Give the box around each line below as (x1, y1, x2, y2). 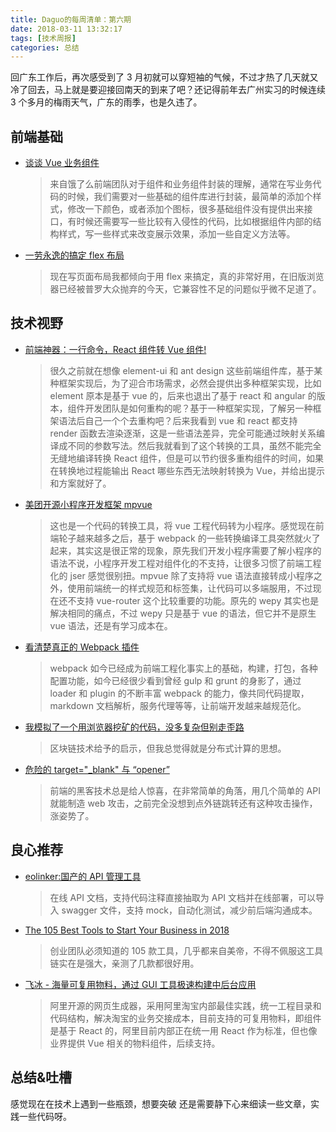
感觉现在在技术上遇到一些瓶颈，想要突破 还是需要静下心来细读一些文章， (10, 1097, 311, 1110)
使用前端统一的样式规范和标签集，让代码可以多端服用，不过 (67, 582, 313, 594)
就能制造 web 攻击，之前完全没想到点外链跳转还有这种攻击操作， (49, 797, 318, 809)
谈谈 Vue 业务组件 (24, 157, 100, 169)
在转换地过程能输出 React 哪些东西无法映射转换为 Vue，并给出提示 (49, 464, 326, 476)
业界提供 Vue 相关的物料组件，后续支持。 (49, 1037, 221, 1049)
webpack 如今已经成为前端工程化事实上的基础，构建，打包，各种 (49, 662, 318, 674)
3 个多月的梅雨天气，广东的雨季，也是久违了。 (10, 96, 203, 108)
